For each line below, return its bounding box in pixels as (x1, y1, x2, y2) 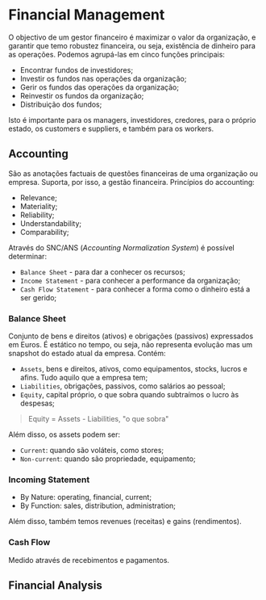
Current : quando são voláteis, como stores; (19, 446, 164, 455)
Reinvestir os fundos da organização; (19, 90, 144, 100)
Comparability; (19, 227, 70, 237)
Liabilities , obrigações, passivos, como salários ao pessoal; (19, 381, 226, 391)
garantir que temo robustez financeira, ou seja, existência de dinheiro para (8, 40, 256, 50)
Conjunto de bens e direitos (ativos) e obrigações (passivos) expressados (8, 331, 254, 341)
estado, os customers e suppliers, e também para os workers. (8, 124, 214, 133)
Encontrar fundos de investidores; (19, 65, 134, 74)
